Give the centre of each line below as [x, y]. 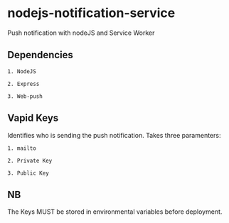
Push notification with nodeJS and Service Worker [81, 33]
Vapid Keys [33, 118]
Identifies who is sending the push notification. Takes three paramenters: [114, 135]
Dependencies [40, 55]
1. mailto [22, 148]
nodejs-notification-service [91, 13]
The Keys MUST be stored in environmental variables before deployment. [115, 212]
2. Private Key [30, 161]
